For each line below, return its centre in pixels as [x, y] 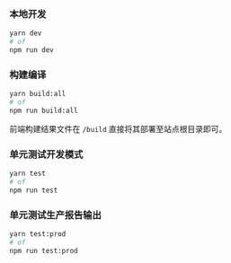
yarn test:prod [38, 234]
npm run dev [31, 50]
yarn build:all [38, 94]
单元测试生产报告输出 [55, 215]
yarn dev [26, 33]
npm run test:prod [44, 250]
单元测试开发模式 [46, 154]
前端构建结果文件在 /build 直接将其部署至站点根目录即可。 [118, 128]
